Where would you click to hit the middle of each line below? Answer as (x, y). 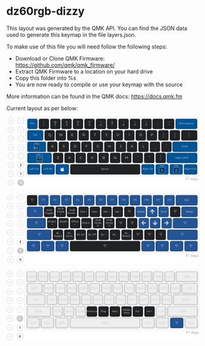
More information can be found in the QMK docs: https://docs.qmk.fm (94, 96)
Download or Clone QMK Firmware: (60, 58)
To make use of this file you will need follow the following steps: (87, 47)
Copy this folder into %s (46, 78)
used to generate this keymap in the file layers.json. (71, 34)
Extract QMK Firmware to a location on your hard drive (84, 71)
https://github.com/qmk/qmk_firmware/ (65, 65)
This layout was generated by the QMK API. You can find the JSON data (97, 28)
